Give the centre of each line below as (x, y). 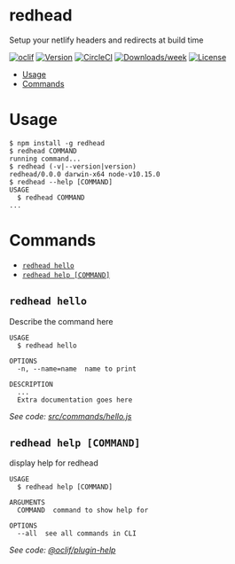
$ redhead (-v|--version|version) (73, 166)
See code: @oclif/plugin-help (63, 550)
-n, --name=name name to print (77, 369)
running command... (45, 159)
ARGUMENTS (27, 503)
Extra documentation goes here (75, 400)
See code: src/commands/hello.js (70, 416)
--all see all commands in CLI (77, 534)
